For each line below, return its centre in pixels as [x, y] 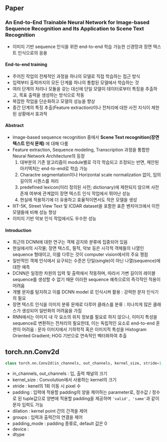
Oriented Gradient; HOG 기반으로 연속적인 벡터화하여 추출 [70, 336]
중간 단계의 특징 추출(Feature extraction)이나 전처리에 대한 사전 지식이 [81, 107]
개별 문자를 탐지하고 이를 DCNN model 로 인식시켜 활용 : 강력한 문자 [79, 292]
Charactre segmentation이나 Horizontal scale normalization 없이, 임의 [90, 175]
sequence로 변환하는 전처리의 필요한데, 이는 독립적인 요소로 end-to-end [83, 323]
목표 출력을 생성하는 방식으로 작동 [52, 95]
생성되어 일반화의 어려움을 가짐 [52, 311]
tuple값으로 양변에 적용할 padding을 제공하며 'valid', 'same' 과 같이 [91, 398]
